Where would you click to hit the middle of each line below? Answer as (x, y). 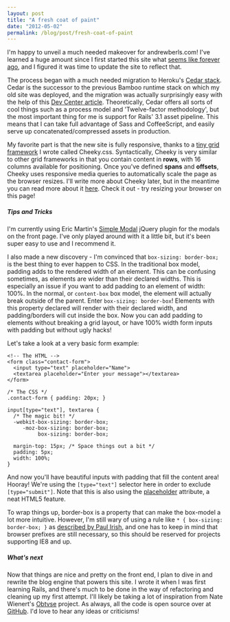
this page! (21, 196)
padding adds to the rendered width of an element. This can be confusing (112, 272)
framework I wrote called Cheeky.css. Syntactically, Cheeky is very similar (112, 152)
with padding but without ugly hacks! (59, 330)
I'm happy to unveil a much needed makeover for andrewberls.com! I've (109, 52)
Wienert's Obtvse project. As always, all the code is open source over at (109, 604)
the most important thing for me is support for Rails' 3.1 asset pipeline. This (113, 117)
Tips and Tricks (30, 211)
